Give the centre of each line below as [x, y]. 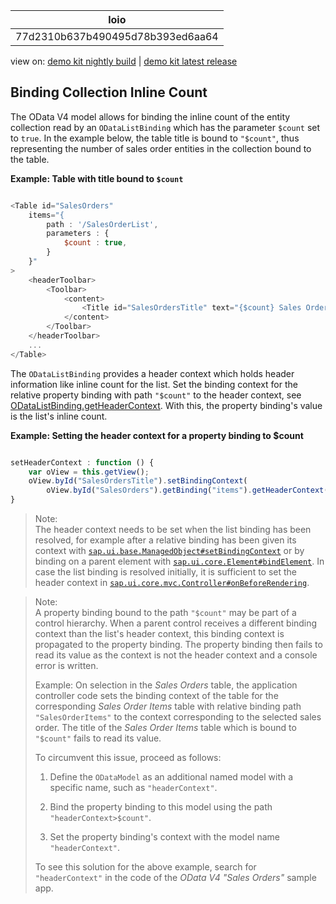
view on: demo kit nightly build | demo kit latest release [124, 61]
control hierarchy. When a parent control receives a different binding [176, 623]
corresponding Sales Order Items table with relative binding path [168, 706]
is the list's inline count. [59, 416]
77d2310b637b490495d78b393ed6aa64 [117, 36]
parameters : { [78, 234]
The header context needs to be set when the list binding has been [173, 530]
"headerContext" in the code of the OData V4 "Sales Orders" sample [175, 878]
